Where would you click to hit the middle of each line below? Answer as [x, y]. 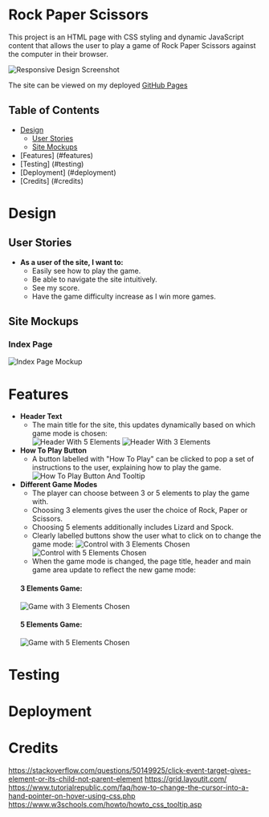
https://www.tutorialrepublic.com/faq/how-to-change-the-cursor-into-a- [128, 787]
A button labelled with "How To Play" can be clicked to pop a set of [143, 459]
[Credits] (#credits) [52, 181]
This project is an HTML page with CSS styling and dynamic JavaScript [126, 37]
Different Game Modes [59, 485]
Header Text [41, 417]
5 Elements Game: [51, 624]
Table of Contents [54, 110]
